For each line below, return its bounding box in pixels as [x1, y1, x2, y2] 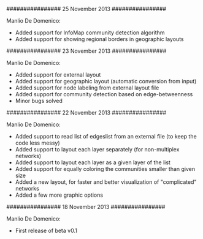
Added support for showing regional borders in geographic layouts [15, 36, 184, 42]
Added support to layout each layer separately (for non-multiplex [15, 146, 180, 153]
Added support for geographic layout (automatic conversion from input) [15, 78, 197, 85]
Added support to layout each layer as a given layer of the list [15, 159, 170, 166]
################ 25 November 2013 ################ [6, 6, 167, 12]
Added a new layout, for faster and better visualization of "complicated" [15, 178, 197, 186]
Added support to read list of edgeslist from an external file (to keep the [15, 133, 197, 140]
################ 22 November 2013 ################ [6, 109, 167, 116]
